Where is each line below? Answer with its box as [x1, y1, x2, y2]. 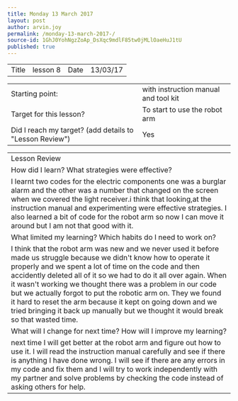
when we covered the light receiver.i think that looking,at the [11, 194, 212, 204]
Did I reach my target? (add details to [11, 125, 134, 135]
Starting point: [11, 89, 58, 98]
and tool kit [142, 94, 179, 103]
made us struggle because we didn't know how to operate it [11, 253, 210, 262]
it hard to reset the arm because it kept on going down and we [11, 297, 217, 307]
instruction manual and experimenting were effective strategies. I [11, 203, 227, 213]
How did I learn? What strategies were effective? [11, 165, 172, 174]
